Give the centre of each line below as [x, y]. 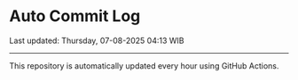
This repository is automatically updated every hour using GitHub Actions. [144, 65]
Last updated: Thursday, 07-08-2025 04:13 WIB [97, 40]
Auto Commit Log [75, 16]
